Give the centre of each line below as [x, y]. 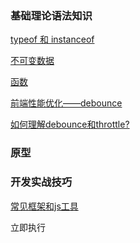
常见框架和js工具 [44, 206]
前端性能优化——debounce [66, 103]
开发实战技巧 [41, 182]
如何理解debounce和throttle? [70, 124]
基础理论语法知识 [51, 15]
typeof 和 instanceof [52, 39]
